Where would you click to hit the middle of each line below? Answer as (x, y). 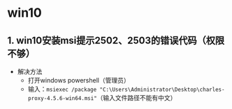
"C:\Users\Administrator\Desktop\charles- (162, 89)
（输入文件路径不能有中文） (137, 98)
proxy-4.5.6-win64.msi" (63, 99)
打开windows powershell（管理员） (79, 80)
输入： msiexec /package (62, 89)
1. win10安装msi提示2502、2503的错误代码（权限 (116, 40)
